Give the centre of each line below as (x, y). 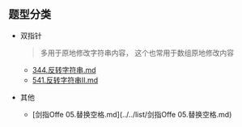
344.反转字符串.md (64, 70)
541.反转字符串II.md (65, 80)
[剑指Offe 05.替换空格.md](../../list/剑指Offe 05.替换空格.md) (132, 114)
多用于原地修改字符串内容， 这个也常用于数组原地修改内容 (137, 53)
